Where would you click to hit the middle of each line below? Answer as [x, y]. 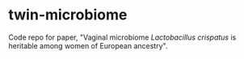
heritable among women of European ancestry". [88, 45]
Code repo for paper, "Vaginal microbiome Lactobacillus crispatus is [122, 37]
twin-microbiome [68, 15]
